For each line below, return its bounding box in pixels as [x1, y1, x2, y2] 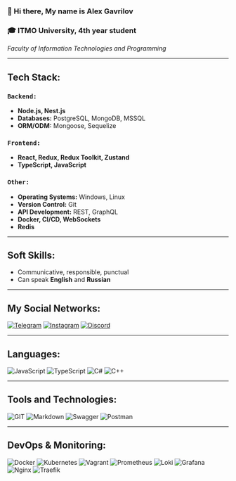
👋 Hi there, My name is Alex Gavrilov [7, 6, 133, 16]
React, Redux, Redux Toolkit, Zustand [17, 153, 130, 162]
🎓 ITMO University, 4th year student [7, 25, 137, 35]
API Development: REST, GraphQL [17, 207, 118, 216]
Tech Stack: [7, 71, 61, 83]
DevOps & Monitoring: [7, 440, 107, 451]
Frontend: [7, 139, 41, 147]
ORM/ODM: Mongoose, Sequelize [17, 121, 117, 129]
